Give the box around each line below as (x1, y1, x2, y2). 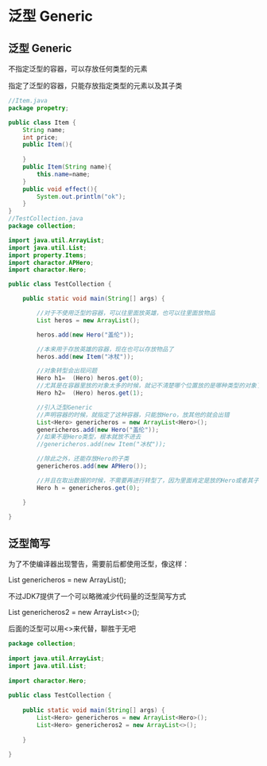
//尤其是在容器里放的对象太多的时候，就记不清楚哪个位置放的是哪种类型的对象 (37, 382, 257, 390)
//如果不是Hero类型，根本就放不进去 (37, 433, 141, 441)
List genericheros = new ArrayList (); (8, 575, 126, 585)
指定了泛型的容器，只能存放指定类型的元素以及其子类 (8, 81, 183, 90)
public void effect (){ (22, 185, 98, 193)
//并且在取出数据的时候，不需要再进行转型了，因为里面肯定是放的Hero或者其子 (37, 476, 260, 484)
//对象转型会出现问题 (37, 367, 98, 375)
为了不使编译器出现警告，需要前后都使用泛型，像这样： (8, 559, 189, 569)
